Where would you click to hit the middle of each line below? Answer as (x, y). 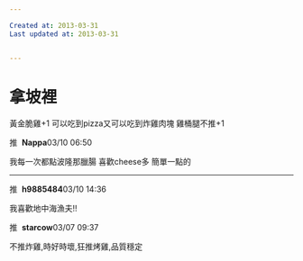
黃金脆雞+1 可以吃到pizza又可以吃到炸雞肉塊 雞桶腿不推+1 (117, 123)
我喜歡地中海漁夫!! (44, 209)
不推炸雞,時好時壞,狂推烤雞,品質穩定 (76, 247)
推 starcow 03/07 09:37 (54, 228)
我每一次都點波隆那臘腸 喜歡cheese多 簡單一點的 (101, 162)
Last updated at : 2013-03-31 (64, 34)
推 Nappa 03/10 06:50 (51, 143)
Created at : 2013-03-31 (54, 25)
